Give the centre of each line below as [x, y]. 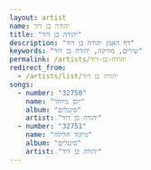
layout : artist [38, 18]
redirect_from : [38, 68]
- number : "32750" [52, 93]
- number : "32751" [52, 127]
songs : [22, 85]
